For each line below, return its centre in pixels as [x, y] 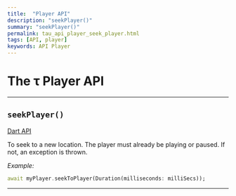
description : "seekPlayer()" [50, 20]
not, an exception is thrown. [47, 152]
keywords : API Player [39, 46]
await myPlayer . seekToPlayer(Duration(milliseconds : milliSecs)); [106, 178]
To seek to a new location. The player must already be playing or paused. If [116, 144]
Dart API [19, 131]
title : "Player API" [39, 14]
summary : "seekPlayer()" [44, 27]
